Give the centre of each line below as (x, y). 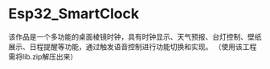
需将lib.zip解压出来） (43, 56)
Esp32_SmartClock (74, 14)
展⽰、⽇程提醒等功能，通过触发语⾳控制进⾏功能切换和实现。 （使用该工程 (133, 46)
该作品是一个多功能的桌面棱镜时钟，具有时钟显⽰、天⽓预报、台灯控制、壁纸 (135, 36)
